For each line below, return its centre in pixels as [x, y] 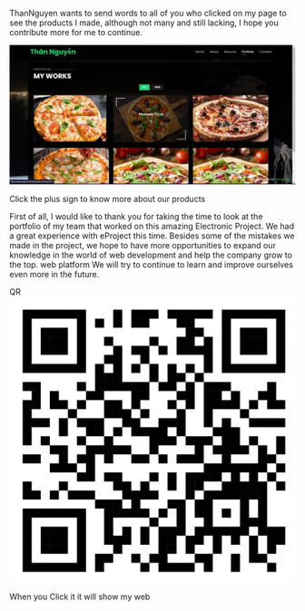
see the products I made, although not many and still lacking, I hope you [144, 23]
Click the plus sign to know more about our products [108, 199]
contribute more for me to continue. [76, 32]
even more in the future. [54, 274]
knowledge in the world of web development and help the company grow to [151, 255]
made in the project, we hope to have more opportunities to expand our [143, 245]
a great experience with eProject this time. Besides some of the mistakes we [152, 236]
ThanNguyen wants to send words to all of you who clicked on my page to [148, 13]
